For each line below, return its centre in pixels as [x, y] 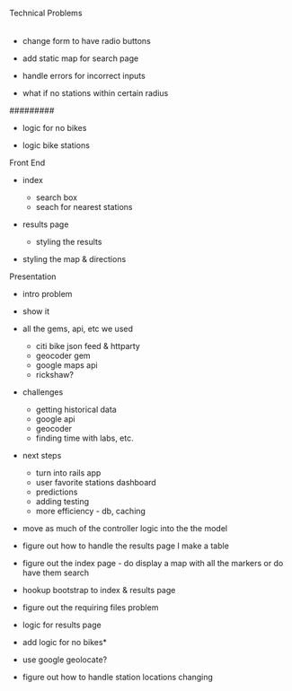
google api [55, 419]
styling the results [69, 241]
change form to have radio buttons [86, 40]
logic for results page [62, 625]
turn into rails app [68, 472]
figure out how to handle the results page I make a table [125, 546]
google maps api [66, 365]
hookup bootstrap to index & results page [99, 590]
